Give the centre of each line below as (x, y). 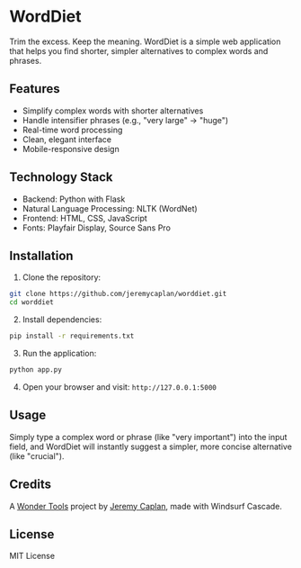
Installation (41, 255)
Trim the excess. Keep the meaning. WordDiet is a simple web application (145, 41)
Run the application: (59, 353)
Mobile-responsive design (71, 149)
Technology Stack (61, 177)
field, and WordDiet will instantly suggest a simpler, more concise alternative (150, 446)
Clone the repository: (62, 277)
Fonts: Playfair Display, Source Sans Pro (96, 228)
